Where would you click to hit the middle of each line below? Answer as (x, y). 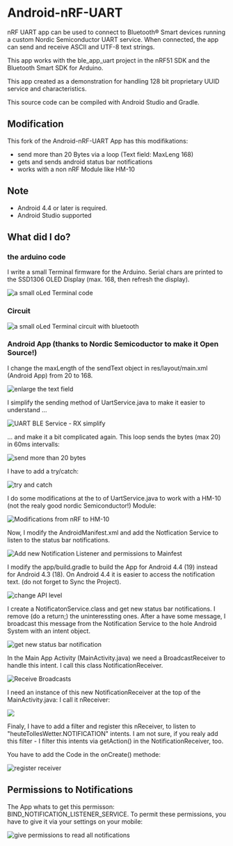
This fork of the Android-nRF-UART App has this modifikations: (98, 141)
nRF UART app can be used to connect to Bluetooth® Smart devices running (116, 32)
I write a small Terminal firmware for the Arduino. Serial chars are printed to (115, 272)
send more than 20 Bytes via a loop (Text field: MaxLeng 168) (105, 154)
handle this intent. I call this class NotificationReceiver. (85, 665)
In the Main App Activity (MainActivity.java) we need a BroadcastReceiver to (116, 658)
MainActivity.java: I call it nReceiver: (59, 699)
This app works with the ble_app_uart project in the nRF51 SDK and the (109, 60)
